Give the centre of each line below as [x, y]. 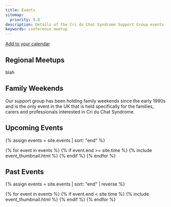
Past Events [25, 172]
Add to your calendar [28, 44]
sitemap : [15, 15]
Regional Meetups [35, 60]
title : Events [21, 10]
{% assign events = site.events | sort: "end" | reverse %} [65, 184]
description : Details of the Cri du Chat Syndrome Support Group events [85, 24]
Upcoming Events [34, 128]
